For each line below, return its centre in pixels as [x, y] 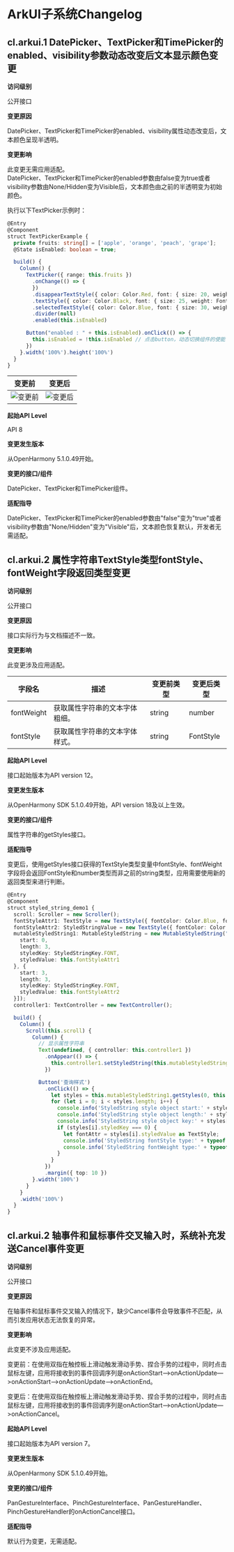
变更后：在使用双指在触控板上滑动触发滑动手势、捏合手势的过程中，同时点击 [117, 1396]
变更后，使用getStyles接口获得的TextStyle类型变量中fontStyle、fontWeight [115, 864]
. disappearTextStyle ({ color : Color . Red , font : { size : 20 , [121, 294]
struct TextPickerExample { [48, 236]
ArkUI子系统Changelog [75, 14]
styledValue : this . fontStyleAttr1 [70, 960]
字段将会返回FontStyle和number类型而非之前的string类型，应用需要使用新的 [116, 873]
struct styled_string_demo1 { [51, 907]
